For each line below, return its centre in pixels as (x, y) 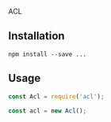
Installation (36, 36)
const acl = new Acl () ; (48, 111)
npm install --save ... (48, 54)
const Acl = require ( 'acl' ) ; (56, 96)
